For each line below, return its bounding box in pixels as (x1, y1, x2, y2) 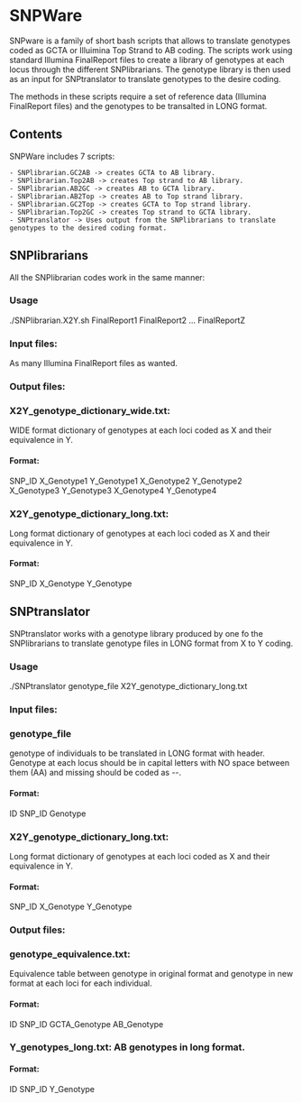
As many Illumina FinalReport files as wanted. (9, 358, 178, 369)
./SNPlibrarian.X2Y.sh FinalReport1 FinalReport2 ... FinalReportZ (9, 315, 246, 326)
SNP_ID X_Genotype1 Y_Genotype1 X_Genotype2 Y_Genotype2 (9, 475, 243, 486)
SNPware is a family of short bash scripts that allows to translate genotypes (9, 35, 291, 46)
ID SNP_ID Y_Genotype (9, 1083, 95, 1094)
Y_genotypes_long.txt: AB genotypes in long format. (9, 1041, 246, 1053)
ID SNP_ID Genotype (9, 808, 87, 819)
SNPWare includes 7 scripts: (9, 151, 115, 161)
